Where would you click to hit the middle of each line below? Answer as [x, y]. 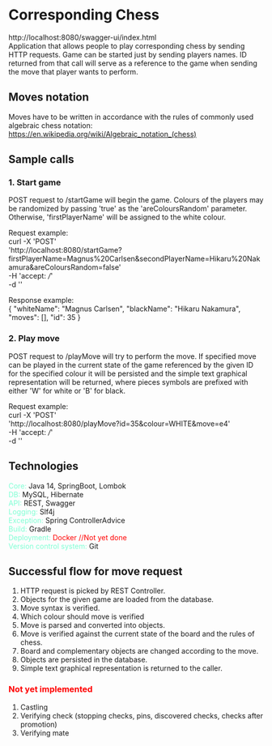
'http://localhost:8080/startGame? [66, 250]
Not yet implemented [51, 689]
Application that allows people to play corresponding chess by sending [127, 45]
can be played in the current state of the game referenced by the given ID [131, 364]
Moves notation [49, 98]
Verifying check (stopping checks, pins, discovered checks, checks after [142, 715]
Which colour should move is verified [82, 616]
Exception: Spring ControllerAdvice [67, 520]
